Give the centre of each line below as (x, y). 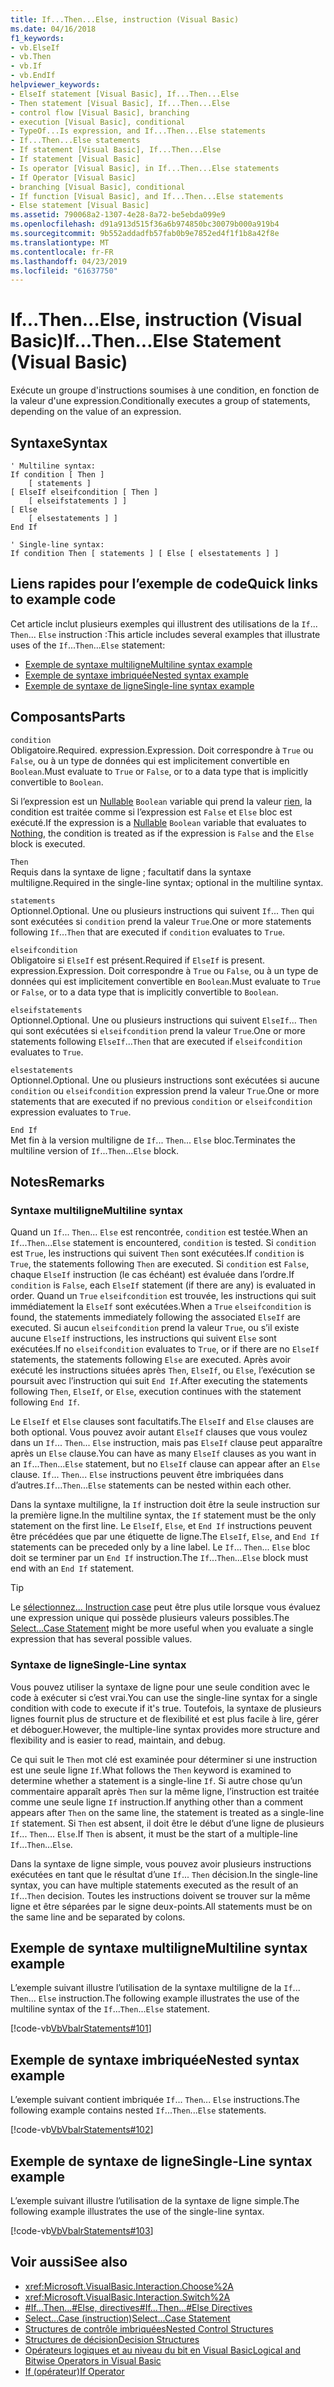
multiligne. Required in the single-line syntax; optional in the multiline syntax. (167, 882)
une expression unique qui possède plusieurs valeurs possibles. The (150, 1618)
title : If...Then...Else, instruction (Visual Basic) (125, 19)
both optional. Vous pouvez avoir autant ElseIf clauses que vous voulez (159, 1432)
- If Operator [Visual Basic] (73, 177)
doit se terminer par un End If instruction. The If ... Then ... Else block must (159, 1558)
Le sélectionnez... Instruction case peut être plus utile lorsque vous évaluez (165, 1607)
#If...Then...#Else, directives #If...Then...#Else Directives (138, 2307)
